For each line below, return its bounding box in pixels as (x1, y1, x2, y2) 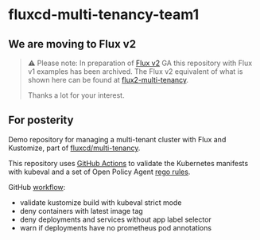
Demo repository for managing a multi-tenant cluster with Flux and (8, 134, 227, 144)
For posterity (8, 114, 74, 127)
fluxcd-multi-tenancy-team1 (8, 6, 200, 24)
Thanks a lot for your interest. (27, 91, 125, 100)
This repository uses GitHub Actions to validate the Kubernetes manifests (8, 158, 249, 168)
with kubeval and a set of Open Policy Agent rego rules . (8, 167, 191, 176)
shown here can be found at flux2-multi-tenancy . (27, 75, 189, 84)
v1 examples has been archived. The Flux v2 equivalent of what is (27, 67, 243, 76)
